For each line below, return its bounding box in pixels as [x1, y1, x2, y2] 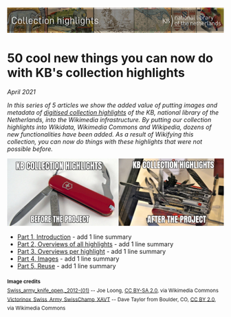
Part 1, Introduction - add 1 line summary [16, 233, 132, 241]
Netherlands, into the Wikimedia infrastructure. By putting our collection [7, 116, 212, 124]
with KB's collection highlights [7, 65, 186, 81]
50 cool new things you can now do [7, 51, 214, 66]
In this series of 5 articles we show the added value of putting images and [7, 101, 218, 109]
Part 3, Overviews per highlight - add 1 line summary [16, 248, 166, 255]
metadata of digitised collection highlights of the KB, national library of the [7, 108, 219, 117]
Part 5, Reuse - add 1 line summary [16, 262, 116, 270]
